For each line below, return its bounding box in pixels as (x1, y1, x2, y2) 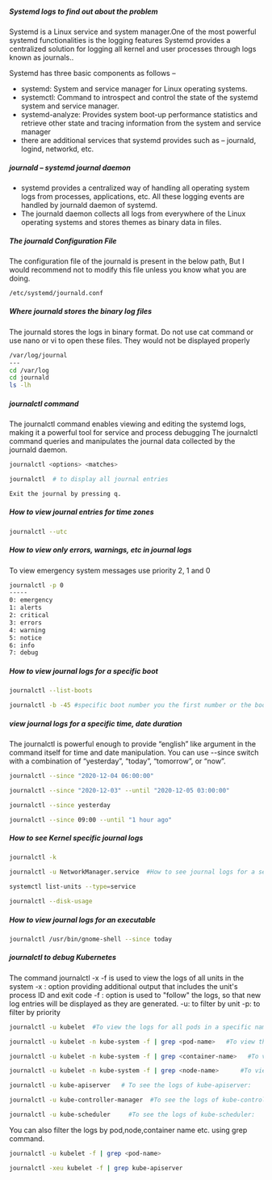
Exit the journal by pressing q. (9, 489, 122, 497)
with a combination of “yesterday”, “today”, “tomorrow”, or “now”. (9, 756, 226, 766)
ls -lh (9, 381, 31, 390)
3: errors (9, 619, 43, 627)
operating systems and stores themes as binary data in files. (20, 217, 222, 226)
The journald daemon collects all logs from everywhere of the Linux (20, 209, 246, 218)
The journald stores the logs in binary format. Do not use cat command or (9, 327, 253, 336)
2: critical (9, 611, 49, 620)
